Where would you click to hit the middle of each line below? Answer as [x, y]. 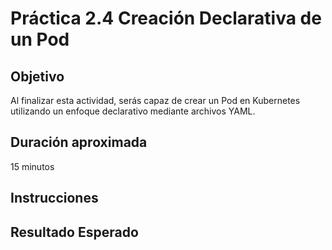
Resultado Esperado [74, 232]
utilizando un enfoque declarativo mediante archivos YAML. [133, 111]
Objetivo [37, 76]
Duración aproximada [79, 142]
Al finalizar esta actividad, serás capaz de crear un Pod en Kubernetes [155, 100]
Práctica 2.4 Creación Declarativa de [166, 18]
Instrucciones [54, 198]
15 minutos [32, 166]
